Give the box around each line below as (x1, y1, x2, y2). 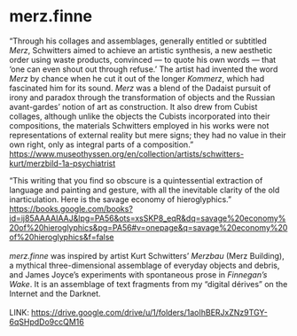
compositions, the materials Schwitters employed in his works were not (9, 120, 270, 130)
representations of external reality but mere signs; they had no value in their (9, 129, 286, 140)
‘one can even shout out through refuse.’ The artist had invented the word (9, 64, 278, 74)
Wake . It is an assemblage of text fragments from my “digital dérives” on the (9, 278, 288, 289)
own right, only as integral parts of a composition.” (9, 139, 194, 150)
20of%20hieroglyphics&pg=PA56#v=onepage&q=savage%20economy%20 (9, 222, 288, 232)
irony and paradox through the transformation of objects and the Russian (9, 91, 276, 103)
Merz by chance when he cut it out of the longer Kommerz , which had (9, 73, 265, 83)
